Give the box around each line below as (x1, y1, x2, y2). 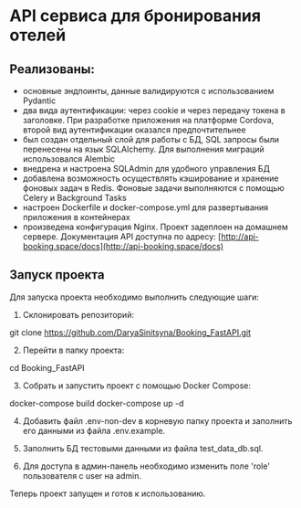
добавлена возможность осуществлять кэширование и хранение (22, 173, 279, 184)
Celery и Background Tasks (22, 193, 128, 203)
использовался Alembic (22, 153, 116, 164)
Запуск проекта (9, 267, 105, 283)
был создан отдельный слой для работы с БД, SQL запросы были (22, 134, 280, 144)
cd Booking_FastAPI (9, 362, 85, 373)
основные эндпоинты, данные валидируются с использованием (22, 86, 275, 96)
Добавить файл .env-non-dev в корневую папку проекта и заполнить (22, 415, 293, 426)
